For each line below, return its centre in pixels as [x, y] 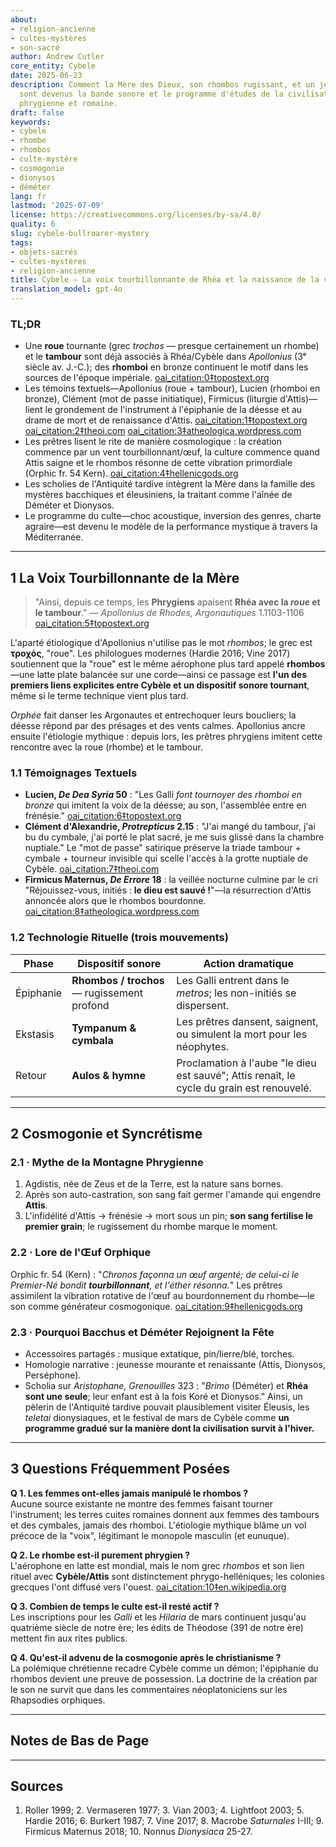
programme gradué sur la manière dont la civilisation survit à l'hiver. [169, 1428]
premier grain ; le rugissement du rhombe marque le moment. [151, 1227]
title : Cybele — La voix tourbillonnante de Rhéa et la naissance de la [165, 280]
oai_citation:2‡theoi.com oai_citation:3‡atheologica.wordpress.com [163, 431]
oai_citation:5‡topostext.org [92, 623]
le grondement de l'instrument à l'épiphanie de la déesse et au [173, 410]
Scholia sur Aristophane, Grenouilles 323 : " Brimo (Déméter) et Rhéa [166, 1385]
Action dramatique [248, 963]
